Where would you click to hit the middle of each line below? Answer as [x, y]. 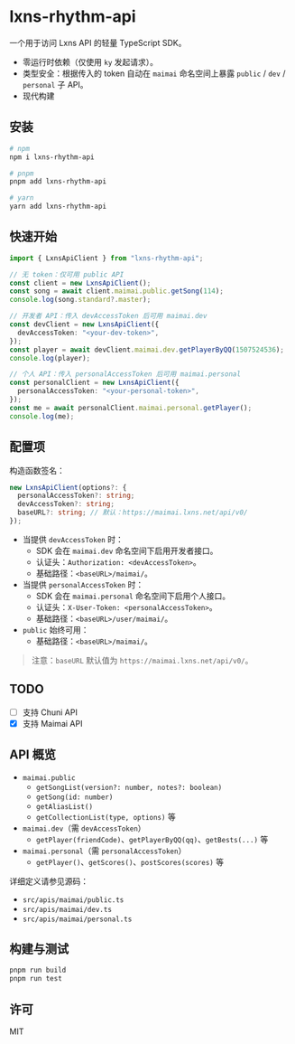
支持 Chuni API [50, 712]
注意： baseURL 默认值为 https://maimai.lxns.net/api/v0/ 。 [142, 660]
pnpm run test [36, 979]
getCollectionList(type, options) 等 [106, 816]
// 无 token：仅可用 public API [67, 274]
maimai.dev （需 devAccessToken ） [84, 828]
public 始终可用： [55, 629]
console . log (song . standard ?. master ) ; [80, 300]
